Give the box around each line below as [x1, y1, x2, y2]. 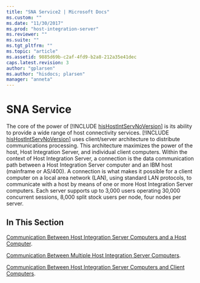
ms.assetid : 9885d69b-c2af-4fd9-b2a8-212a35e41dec [6, 54, 137, 60]
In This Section [6, 218, 64, 228]
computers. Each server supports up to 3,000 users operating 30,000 [6, 187, 181, 195]
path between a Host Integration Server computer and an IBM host [6, 161, 173, 168]
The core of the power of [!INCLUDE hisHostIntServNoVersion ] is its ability [6, 122, 193, 130]
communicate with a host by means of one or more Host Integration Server [6, 181, 193, 188]
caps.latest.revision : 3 [6, 59, 69, 65]
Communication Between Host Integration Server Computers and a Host [6, 233, 187, 241]
